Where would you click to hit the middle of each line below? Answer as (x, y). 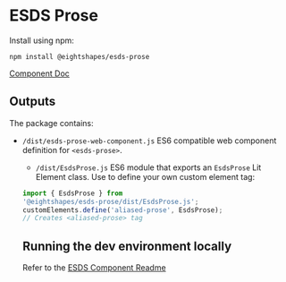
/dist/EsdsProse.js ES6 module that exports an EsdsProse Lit (148, 167)
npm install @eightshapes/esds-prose (80, 56)
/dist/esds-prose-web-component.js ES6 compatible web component (149, 141)
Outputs (33, 102)
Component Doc (39, 73)
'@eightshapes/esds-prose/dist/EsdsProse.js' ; (110, 201)
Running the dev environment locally (127, 246)
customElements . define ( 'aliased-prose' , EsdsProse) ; (122, 210)
